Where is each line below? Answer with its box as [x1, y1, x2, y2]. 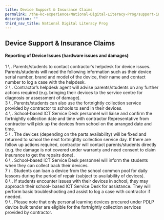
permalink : [5, 12, 27, 17]
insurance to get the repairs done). [5, 152, 75, 158]
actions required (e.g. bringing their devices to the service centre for [5, 89, 143, 96]
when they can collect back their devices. [5, 162, 89, 168]
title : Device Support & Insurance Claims [5, 7, 93, 12]
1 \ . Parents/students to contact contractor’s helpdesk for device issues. [5, 63, 151, 69]
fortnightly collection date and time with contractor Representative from [5, 116, 149, 122]
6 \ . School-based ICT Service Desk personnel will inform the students [5, 157, 148, 163]
